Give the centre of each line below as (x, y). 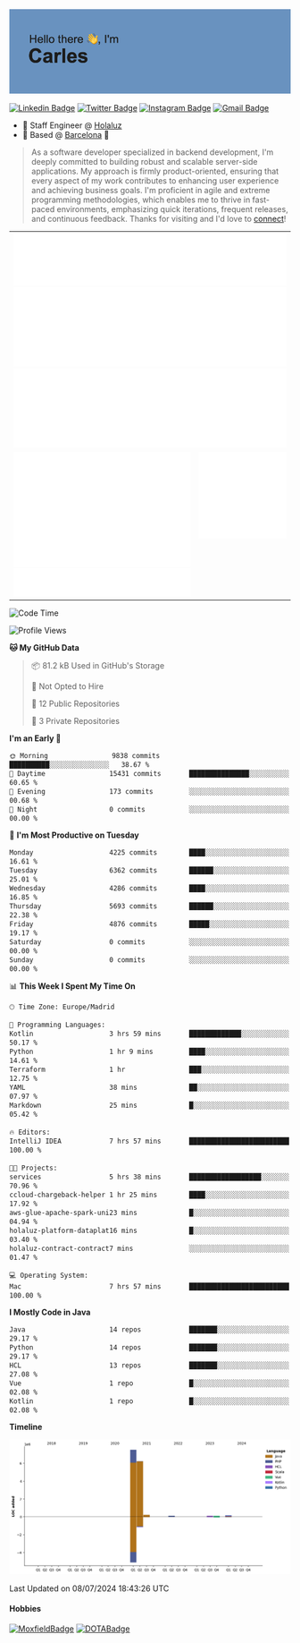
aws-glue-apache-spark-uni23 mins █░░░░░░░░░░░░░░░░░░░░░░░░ (150, 1213)
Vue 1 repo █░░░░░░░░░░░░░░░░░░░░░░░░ (150, 1383)
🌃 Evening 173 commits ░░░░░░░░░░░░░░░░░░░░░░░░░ (150, 792)
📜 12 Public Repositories (75, 704)
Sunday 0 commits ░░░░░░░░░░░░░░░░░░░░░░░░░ (150, 960)
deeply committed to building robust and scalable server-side (144, 162)
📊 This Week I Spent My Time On (72, 986)
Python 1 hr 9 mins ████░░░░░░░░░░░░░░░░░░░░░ (150, 1052)
